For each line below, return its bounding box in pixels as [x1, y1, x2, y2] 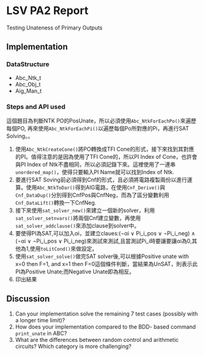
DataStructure [6, 60, 50, 69]
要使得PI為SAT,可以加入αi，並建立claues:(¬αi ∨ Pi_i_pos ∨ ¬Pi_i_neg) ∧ [15, 229, 195, 237]
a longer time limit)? [15, 316, 65, 324]
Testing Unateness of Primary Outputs [6, 24, 103, 31]
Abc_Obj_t [15, 80, 41, 88]
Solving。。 [6, 132, 34, 140]
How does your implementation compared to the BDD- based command [15, 323, 196, 330]
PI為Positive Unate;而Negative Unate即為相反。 [15, 268, 135, 275]
